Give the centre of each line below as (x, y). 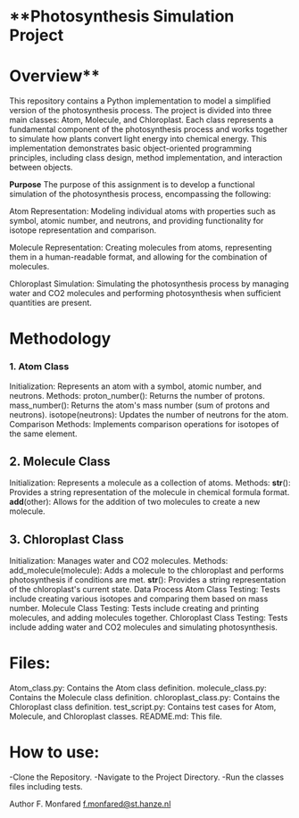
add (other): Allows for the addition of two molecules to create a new (135, 502)
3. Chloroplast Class (67, 539)
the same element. (43, 434)
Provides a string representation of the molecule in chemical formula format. (149, 492)
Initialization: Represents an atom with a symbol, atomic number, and (135, 386)
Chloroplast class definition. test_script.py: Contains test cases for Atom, (143, 707)
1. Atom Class (39, 367)
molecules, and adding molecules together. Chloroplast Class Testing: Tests (149, 618)
